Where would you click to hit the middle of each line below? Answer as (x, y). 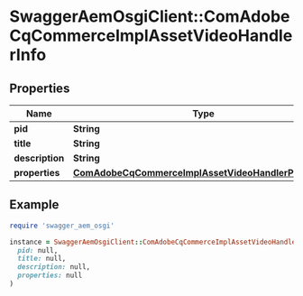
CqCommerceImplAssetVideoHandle (151, 36)
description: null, (54, 267)
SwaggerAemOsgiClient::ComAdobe (150, 17)
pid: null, (38, 250)
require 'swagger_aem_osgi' (62, 226)
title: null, (42, 259)
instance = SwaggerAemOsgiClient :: (76, 242)
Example (34, 205)
